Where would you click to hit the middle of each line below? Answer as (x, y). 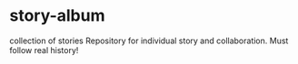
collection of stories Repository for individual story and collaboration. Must (149, 41)
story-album (57, 16)
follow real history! (44, 50)
